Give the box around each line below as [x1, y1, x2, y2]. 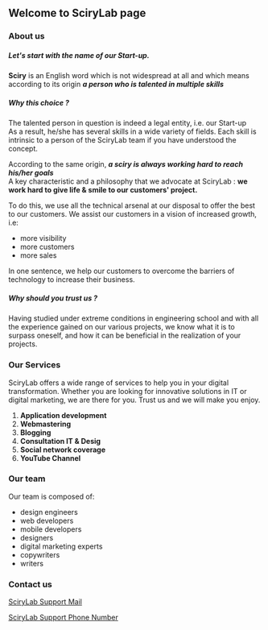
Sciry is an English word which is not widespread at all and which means [8, 71, 249, 81]
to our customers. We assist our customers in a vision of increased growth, [8, 209, 258, 219]
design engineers [19, 507, 78, 516]
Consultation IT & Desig [19, 436, 101, 446]
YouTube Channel [19, 453, 81, 462]
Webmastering [19, 419, 71, 429]
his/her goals [8, 168, 54, 178]
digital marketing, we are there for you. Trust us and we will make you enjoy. [8, 395, 261, 404]
